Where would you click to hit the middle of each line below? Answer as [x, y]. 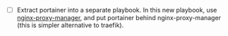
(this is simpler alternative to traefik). [70, 25]
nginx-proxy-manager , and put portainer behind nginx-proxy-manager [119, 18]
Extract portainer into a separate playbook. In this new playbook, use [117, 10]
